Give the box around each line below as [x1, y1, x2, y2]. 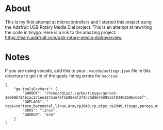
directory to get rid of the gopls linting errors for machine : [5, 73, 119, 78]
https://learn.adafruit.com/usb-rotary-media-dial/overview [5, 35, 122, 40]
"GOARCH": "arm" [22, 112, 55, 117]
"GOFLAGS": [22, 99, 45, 104]
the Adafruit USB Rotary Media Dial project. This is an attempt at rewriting [5, 24, 152, 30]
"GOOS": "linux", [22, 108, 57, 112]
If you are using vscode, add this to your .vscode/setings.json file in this [5, 68, 151, 74]
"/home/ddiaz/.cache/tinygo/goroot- [44, 91, 118, 95]
